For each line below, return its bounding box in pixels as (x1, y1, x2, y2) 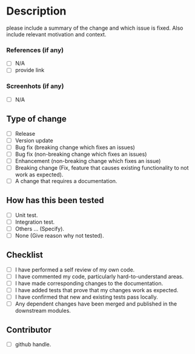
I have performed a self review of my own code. (15, 265, 135, 273)
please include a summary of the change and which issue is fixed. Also (6, 24, 183, 32)
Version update (15, 136, 53, 144)
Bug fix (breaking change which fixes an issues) (15, 144, 135, 151)
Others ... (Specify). (15, 225, 65, 232)
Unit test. (15, 211, 38, 219)
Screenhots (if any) (6, 82, 64, 90)
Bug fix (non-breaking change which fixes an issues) (15, 150, 147, 158)
